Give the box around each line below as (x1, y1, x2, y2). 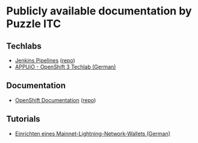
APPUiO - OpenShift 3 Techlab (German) (14, 63, 116, 70)
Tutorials (6, 114, 40, 124)
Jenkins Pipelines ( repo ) (14, 57, 75, 64)
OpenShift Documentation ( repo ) (14, 96, 96, 103)
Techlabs (6, 41, 42, 51)
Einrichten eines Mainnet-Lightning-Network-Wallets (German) (14, 130, 170, 137)
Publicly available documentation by (6, 4, 192, 18)
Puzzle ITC (6, 17, 61, 31)
